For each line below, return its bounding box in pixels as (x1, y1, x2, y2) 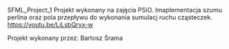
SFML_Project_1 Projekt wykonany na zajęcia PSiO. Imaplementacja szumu (7, 6, 223, 14)
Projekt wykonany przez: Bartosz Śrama (7, 34, 123, 42)
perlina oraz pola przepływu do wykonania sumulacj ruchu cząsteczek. (7, 13, 213, 21)
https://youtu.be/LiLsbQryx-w (7, 21, 93, 28)
